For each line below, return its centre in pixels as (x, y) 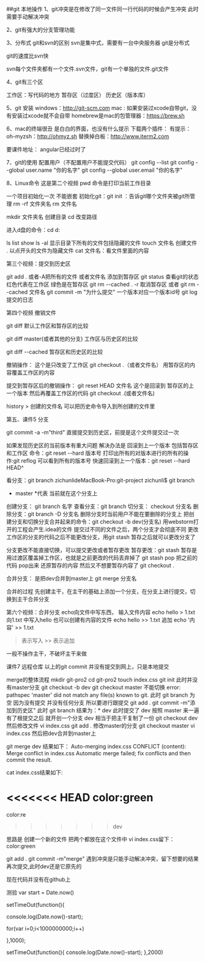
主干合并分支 (33, 599)
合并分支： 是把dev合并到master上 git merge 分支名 (72, 578)
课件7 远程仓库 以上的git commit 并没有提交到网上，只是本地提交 (88, 667)
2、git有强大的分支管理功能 (41, 30)
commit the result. (29, 760)
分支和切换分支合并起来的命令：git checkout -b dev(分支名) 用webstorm (102, 521)
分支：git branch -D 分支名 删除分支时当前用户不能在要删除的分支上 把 (100, 514)
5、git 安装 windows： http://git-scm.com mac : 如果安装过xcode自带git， (99, 108)
